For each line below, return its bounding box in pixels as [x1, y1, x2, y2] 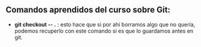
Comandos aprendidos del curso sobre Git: [5, 5, 171, 15]
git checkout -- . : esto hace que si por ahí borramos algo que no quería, [14, 20, 196, 28]
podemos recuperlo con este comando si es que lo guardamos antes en [14, 27, 194, 34]
